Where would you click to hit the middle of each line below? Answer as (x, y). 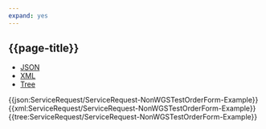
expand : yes (28, 16)
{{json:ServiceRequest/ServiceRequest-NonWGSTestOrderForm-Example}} (133, 100)
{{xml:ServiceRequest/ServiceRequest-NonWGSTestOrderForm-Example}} (132, 108)
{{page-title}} (44, 48)
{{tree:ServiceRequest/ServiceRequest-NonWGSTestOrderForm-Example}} (133, 117)
